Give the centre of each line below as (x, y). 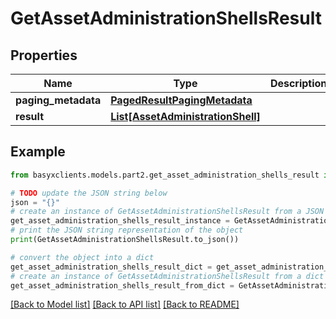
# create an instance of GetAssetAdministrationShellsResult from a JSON (167, 212)
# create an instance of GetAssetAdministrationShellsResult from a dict (167, 276)
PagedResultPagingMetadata (181, 100)
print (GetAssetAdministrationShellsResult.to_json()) (125, 240)
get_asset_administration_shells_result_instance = (120, 221)
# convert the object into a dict (82, 257)
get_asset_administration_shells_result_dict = (111, 267)
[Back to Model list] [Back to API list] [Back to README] (125, 304)
